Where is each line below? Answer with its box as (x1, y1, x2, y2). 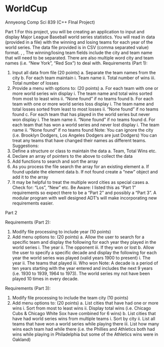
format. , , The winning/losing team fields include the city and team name (5, 50, 153, 56)
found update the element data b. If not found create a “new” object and (12, 169, 158, 174)
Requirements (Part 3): (5, 285, 51, 291)
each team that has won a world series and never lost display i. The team (12, 121, 160, 128)
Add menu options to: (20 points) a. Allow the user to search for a (12, 234, 144, 240)
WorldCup (5, 3, 47, 14)
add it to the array (12, 174, 48, 180)
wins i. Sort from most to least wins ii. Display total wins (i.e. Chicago (12, 305, 151, 311)
